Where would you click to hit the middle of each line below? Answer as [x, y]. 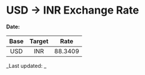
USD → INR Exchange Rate [72, 10]
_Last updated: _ [26, 66]
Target [39, 41]
